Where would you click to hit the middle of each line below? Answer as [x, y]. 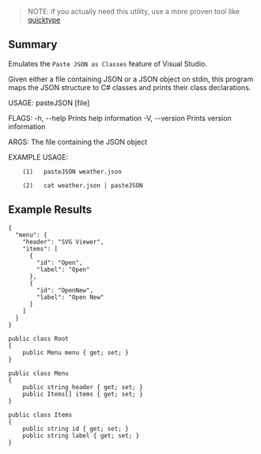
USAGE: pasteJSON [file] [49, 103]
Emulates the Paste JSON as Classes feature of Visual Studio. [108, 63]
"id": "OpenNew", [65, 290]
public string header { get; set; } [83, 387]
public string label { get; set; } [81, 435]
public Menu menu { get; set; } [76, 352]
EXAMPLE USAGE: [38, 157]
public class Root [38, 339]
